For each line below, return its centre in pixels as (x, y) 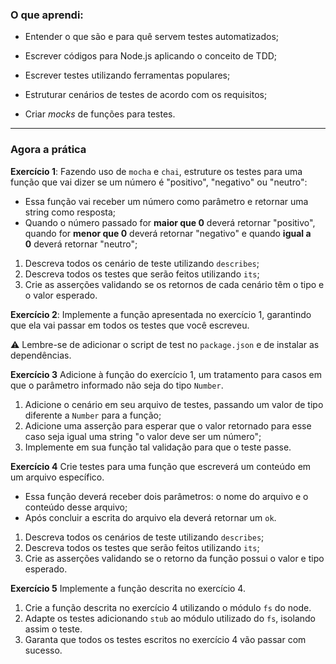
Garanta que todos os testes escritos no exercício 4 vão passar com (165, 639)
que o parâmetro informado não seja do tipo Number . (117, 385)
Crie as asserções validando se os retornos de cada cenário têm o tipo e (174, 284)
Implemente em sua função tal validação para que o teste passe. (158, 447)
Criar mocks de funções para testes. (100, 114)
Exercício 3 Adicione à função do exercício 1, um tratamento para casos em (166, 374)
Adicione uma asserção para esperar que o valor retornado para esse (168, 425)
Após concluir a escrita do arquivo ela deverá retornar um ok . (150, 517)
